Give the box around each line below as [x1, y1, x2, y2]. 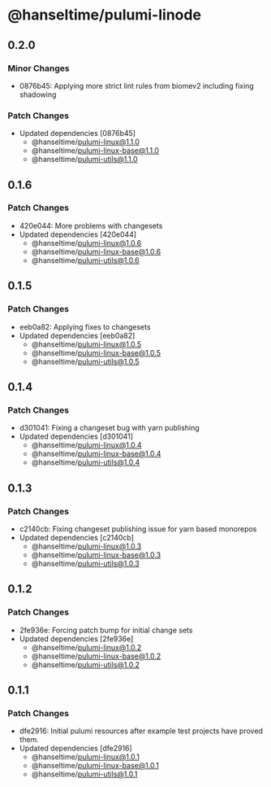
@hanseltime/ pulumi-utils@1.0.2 [31, 659, 140, 669]
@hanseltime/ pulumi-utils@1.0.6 [31, 255, 140, 265]
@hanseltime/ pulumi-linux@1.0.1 [31, 752, 140, 762]
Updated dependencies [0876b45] [19, 129, 135, 138]
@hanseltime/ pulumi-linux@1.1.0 [31, 137, 140, 147]
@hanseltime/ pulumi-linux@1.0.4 [31, 440, 143, 450]
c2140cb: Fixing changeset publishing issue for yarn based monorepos [19, 523, 257, 534]
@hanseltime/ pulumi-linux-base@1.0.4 [31, 449, 161, 459]
